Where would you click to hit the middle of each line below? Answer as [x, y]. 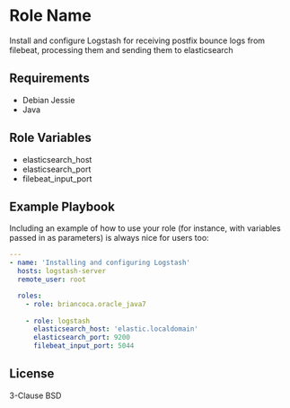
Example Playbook [62, 206]
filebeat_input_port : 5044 [83, 346]
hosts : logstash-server [62, 271]
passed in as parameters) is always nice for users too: [109, 238]
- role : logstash [58, 321]
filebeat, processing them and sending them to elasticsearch [121, 49]
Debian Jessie [48, 100]
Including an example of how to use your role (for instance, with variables [145, 228]
